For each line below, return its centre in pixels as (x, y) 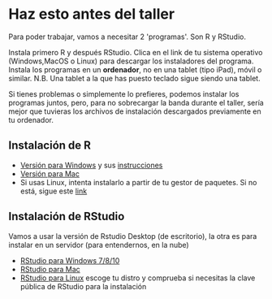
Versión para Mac (50, 173)
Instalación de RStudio (67, 217)
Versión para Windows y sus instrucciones (91, 165)
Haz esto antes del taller (92, 14)
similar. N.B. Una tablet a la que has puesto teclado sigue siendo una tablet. (135, 78)
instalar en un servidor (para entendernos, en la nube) (99, 245)
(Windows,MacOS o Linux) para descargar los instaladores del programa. (131, 61)
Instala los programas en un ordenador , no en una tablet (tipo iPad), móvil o (135, 69)
